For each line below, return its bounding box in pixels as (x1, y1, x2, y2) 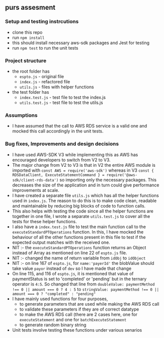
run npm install (12, 34, 45, 40)
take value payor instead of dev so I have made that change (12, 265, 132, 271)
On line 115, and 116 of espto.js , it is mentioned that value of (12, 270, 134, 276)
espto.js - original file (19, 73, 64, 79)
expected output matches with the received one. (12, 239, 110, 245)
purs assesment (5, 3, 56, 12)
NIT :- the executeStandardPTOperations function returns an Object (12, 244, 146, 250)
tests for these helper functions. (12, 218, 77, 224)
